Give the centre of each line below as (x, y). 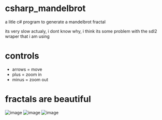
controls (22, 56)
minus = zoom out (30, 79)
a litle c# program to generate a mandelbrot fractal (55, 22)
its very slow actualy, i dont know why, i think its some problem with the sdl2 (81, 31)
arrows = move (27, 69)
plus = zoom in (27, 74)
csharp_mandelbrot (45, 8)
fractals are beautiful (48, 99)
